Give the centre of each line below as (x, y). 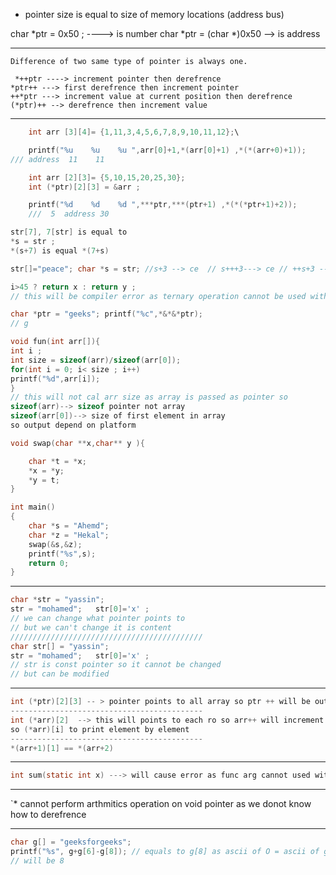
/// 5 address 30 (69, 214)
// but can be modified (60, 674)
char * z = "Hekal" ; (69, 535)
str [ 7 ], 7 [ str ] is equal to (69, 232)
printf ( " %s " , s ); (62, 554)
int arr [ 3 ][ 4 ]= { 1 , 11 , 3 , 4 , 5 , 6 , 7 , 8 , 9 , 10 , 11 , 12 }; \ (134, 132)
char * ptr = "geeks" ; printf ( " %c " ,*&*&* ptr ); (106, 314)
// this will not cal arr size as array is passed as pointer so (149, 397)
